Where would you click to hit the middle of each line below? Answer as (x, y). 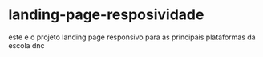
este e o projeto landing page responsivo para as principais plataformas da (132, 37)
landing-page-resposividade (106, 15)
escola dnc (26, 45)
